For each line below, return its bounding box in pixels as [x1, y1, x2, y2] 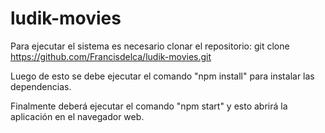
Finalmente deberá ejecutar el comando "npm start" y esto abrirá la [10, 100, 288, 112]
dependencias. [10, 80, 72, 92]
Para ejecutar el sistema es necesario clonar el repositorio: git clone [10, 40, 290, 52]
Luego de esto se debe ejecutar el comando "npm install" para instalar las [10, 70, 315, 82]
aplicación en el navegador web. [10, 110, 145, 122]
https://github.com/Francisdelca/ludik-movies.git [10, 50, 212, 62]
